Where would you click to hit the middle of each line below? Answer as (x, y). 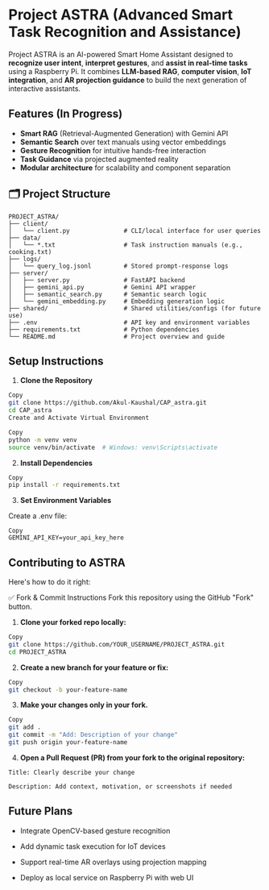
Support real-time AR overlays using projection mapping (113, 862)
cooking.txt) (30, 252)
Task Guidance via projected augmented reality (99, 159)
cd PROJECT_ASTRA (37, 652)
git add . (25, 727)
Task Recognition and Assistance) (125, 32)
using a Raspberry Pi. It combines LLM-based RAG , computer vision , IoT (130, 71)
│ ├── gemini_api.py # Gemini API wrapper (102, 287)
